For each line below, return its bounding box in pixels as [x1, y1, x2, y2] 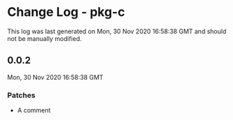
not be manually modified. [7, 34, 82, 42]
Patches [7, 90, 36, 100]
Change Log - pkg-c [7, 4, 125, 20]
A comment [17, 106, 51, 114]
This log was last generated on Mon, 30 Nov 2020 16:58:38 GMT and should [7, 27, 227, 35]
